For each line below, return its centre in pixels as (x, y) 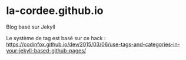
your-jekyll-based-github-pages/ (46, 50)
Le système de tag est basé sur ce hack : (56, 38)
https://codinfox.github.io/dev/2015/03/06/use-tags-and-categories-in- (93, 44)
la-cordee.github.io (55, 11)
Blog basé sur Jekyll (31, 27)
